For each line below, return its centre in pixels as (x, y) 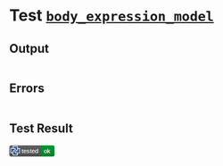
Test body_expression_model (111, 16)
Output (29, 49)
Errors (27, 89)
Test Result (41, 129)
